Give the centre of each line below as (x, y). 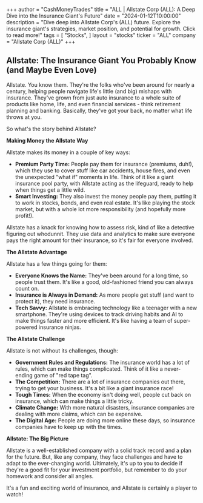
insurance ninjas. (60, 327)
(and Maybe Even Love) (52, 70)
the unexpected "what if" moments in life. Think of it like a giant (94, 177)
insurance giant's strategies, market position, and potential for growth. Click (101, 29)
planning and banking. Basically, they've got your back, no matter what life (99, 110)
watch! (15, 494)
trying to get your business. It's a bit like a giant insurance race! (94, 388)
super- (182, 320)
